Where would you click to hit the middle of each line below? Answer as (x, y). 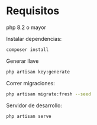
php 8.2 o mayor (26, 27)
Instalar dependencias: (34, 39)
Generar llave (22, 61)
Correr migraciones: (30, 83)
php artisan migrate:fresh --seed (49, 94)
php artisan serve (29, 116)
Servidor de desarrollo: (34, 105)
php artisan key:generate (38, 72)
